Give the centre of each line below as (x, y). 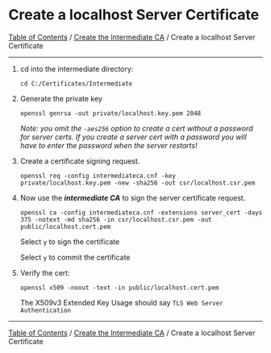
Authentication (46, 310)
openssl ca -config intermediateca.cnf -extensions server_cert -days (141, 212)
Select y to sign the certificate (70, 241)
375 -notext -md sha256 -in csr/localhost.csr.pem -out (116, 219)
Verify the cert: (45, 272)
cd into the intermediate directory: (77, 69)
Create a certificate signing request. (80, 161)
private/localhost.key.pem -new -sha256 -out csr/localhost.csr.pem (138, 183)
